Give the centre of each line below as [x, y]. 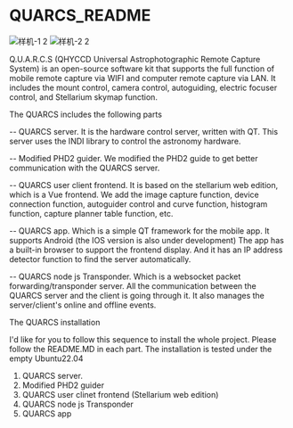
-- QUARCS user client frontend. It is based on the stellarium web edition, [144, 185]
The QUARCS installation [55, 322]
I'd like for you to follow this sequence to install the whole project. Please [143, 339]
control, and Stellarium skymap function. [84, 97]
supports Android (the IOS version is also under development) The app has [147, 240]
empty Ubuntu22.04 [46, 358]
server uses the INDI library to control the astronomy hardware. [125, 141]
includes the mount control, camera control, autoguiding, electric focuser [143, 87]
